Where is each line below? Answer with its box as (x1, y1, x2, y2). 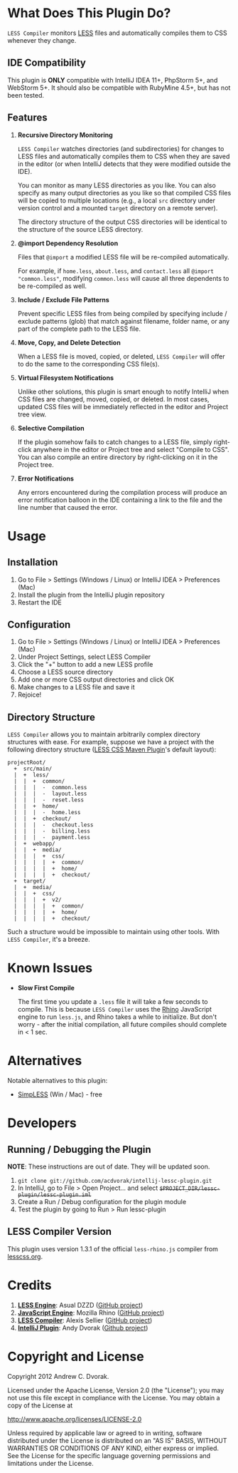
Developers (7, 1115, 77, 1131)
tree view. (17, 410, 47, 419)
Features (7, 112, 48, 124)
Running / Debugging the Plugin (7, 1143, 151, 1156)
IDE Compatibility (7, 57, 87, 69)
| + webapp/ (13, 840, 55, 848)
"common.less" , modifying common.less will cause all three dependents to (17, 274, 229, 282)
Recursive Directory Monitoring (17, 130, 114, 139)
